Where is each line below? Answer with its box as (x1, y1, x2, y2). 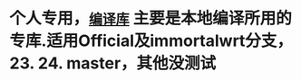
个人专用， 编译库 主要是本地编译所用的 (9, 8, 293, 29)
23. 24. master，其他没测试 (9, 53, 217, 74)
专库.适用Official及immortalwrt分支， (9, 31, 293, 51)
